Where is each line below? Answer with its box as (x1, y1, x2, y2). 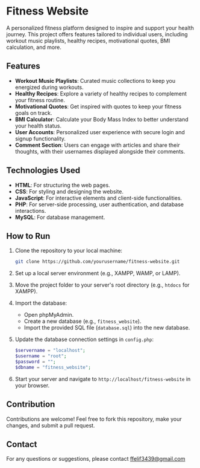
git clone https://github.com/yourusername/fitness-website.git (14, 259, 180, 265)
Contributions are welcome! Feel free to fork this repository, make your (6, 415, 182, 423)
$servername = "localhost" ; (14, 348, 86, 354)
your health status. (14, 122, 62, 129)
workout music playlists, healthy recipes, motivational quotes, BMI (6, 37, 170, 44)
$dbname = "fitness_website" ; (14, 364, 92, 370)
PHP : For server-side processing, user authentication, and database (14, 201, 184, 208)
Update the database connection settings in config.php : (14, 336, 154, 343)
